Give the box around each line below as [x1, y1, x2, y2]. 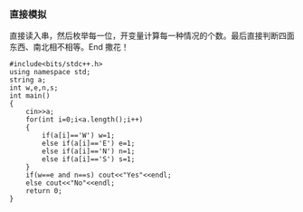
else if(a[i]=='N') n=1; [42, 147, 136, 156]
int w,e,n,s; [9, 83, 59, 92]
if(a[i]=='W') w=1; [42, 131, 116, 140]
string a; [9, 75, 47, 85]
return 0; [25, 187, 63, 196]
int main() [9, 92, 51, 101]
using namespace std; [9, 68, 91, 77]
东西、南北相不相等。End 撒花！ [9, 42, 129, 53]
